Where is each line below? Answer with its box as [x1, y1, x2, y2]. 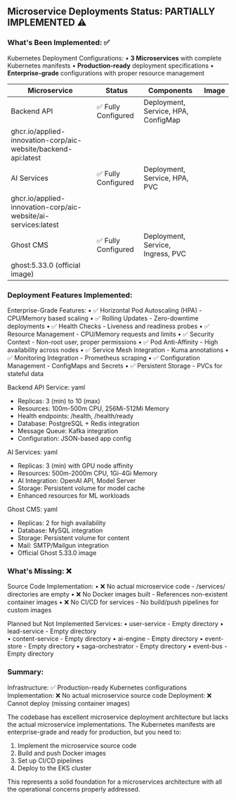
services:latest [11, 220, 60, 230]
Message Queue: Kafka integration [17, 426, 119, 435]
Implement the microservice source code [17, 741, 137, 749]
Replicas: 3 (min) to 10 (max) [17, 396, 100, 405]
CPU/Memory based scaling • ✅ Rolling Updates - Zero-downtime [7, 313, 199, 323]
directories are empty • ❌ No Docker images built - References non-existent [7, 590, 228, 599]
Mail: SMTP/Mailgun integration [17, 541, 109, 549]
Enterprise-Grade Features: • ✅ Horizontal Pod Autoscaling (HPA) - [7, 306, 202, 314]
